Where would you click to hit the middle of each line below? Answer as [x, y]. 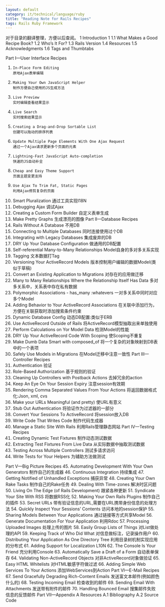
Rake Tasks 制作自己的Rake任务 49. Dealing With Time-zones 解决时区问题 [81, 484]
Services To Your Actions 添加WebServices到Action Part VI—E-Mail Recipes [82, 570]
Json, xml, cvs [33, 396]
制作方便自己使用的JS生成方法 [39, 88]
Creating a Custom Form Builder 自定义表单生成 [61, 213]
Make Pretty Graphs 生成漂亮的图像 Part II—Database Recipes [75, 219]
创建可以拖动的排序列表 [33, 132]
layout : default [22, 10]
